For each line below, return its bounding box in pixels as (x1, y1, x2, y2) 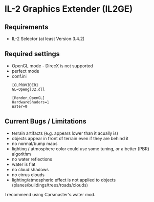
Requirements (4, 23, 48, 31)
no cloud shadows (11, 166, 49, 172)
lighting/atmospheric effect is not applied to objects (11, 177, 116, 182)
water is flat (11, 161, 36, 167)
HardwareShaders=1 (11, 100, 49, 104)
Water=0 (11, 104, 27, 109)
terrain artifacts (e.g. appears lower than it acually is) (11, 130, 118, 136)
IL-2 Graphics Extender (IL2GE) (4, 3, 133, 15)
